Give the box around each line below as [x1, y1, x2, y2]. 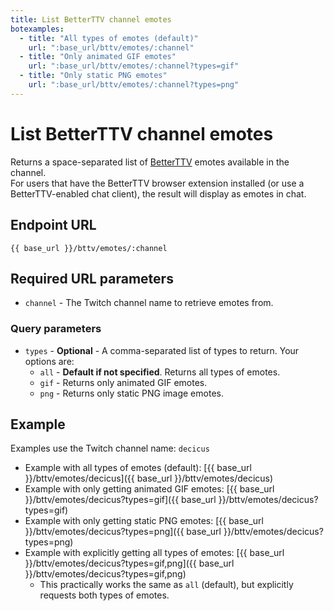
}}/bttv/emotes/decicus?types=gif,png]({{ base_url [24, 557, 235, 570]
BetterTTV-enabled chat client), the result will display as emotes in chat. [10, 187, 307, 200]
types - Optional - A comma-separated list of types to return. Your [24, 344, 300, 356]
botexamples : [10, 24, 65, 34]
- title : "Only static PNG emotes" [19, 71, 168, 81]
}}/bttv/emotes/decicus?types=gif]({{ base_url [24, 494, 217, 506]
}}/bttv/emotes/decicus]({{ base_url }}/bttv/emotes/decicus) [24, 472, 274, 485]
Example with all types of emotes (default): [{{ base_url [24, 462, 252, 474]
